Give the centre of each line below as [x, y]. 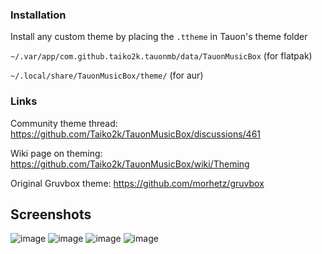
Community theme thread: [64, 123]
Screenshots [51, 214]
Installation [38, 15]
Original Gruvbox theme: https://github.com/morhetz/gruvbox [137, 183]
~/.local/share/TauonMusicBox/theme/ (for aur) [107, 75]
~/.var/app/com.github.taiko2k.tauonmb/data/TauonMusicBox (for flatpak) [161, 56]
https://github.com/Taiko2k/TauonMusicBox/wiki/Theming [130, 164]
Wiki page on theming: [56, 153]
